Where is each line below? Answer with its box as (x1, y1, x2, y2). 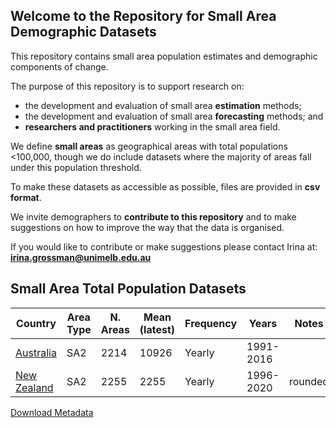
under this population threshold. (10, 161, 142, 173)
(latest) (139, 322, 176, 336)
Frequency (184, 316, 238, 330)
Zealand (15, 380, 54, 394)
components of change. (10, 60, 109, 73)
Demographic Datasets (10, 24, 157, 41)
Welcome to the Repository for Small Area (10, 8, 277, 25)
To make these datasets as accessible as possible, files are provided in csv (10, 180, 321, 193)
